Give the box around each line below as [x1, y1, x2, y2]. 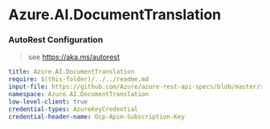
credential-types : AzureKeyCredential [8, 105, 138, 113]
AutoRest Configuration [8, 34, 104, 46]
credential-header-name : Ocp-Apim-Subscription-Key [8, 112, 185, 121]
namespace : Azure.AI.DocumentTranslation [8, 91, 149, 99]
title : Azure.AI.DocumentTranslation [8, 68, 135, 76]
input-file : [8, 83, 48, 91]
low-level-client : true [8, 98, 88, 106]
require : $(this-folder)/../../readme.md [8, 75, 149, 83]
